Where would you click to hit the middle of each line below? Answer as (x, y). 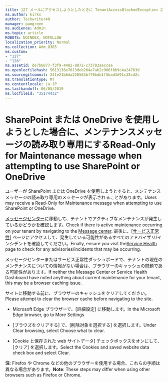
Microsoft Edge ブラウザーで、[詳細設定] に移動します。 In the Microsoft (86, 309)
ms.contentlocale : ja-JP (31, 84)
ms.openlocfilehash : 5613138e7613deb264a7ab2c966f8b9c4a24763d (72, 70)
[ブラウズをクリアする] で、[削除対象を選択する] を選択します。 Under (84, 325)
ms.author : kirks (23, 14)
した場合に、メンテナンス (84, 132)
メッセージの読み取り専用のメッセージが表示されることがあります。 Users (81, 197)
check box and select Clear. (41, 353)
